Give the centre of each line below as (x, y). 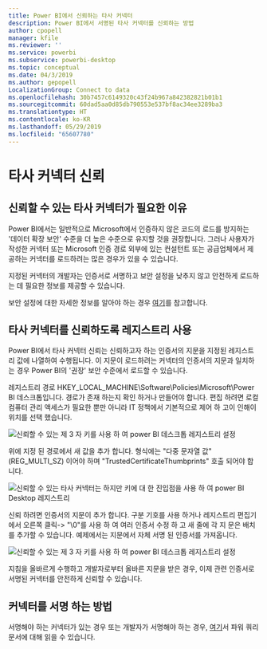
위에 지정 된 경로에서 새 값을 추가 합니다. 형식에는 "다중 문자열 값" (110, 451)
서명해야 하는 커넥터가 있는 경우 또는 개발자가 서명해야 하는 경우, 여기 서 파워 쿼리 (133, 627)
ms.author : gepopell (43, 82)
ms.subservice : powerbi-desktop (62, 61)
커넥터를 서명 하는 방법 (61, 606)
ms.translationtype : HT (48, 112)
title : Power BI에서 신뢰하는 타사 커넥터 (71, 16)
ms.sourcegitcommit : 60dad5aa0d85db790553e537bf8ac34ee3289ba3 (116, 104)
